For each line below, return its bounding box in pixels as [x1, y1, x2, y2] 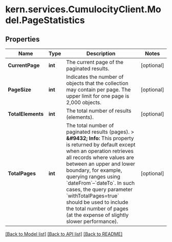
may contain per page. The [66, 86, 131, 93]
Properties [5, 35, 40, 43]
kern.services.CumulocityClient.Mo [5, 4, 161, 15]
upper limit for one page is [66, 93, 130, 99]
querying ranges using [66, 173, 120, 180]
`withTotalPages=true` [66, 192, 119, 199]
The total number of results [66, 107, 132, 114]
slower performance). [66, 218, 119, 225]
